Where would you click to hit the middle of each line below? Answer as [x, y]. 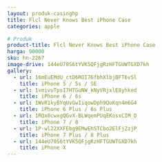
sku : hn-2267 [26, 58]
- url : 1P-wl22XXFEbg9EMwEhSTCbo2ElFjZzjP [75, 128]
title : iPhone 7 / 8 [49, 122]
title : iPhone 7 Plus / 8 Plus [64, 135]
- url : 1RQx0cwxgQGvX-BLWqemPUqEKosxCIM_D [75, 116]
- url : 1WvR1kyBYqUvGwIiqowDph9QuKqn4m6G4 [75, 103]
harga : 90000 [26, 52]
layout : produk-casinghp [43, 13]
